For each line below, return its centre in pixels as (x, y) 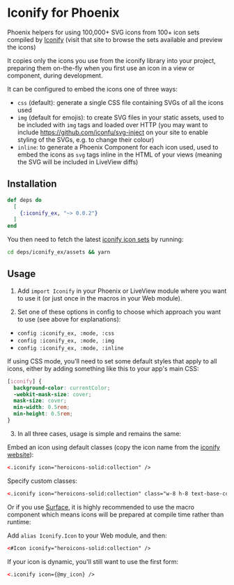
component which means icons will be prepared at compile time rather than (116, 514)
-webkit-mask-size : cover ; (53, 394)
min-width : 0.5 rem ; (42, 407)
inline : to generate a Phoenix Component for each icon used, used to (118, 147)
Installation (32, 184)
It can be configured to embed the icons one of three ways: (92, 89)
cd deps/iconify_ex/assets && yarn (59, 252)
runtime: (19, 521)
